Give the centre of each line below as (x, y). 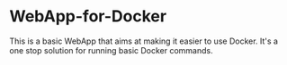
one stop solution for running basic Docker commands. (111, 50)
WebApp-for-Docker (88, 16)
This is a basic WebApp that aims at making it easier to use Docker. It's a (144, 41)
